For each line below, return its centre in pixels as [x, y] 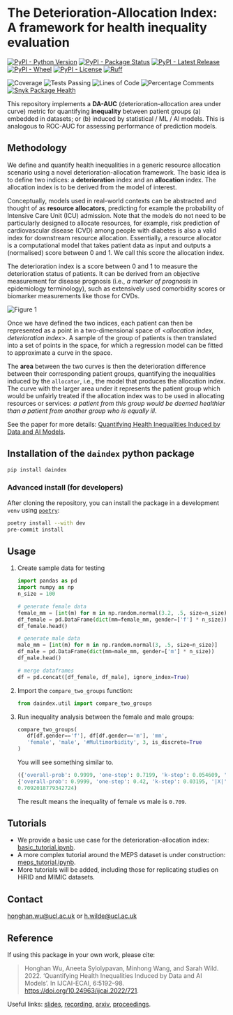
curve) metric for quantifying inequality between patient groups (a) [104, 111]
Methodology [37, 148]
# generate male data [48, 638]
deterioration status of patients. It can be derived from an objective [104, 273]
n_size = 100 [36, 594]
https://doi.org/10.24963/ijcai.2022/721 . [82, 991]
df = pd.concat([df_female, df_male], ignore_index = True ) [103, 677]
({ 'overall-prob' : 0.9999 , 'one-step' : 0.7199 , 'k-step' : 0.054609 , [119, 775]
